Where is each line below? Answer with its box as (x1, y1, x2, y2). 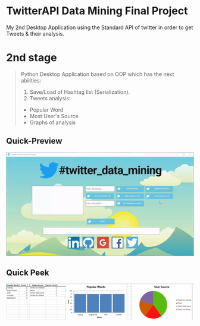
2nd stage (6, 51, 58, 65)
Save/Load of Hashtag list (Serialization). (29, 88, 130, 96)
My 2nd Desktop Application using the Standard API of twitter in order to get (6, 24, 193, 31)
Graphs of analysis (29, 119, 76, 126)
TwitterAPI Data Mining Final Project (6, 4, 188, 18)
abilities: (20, 77, 42, 84)
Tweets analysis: (29, 94, 71, 102)
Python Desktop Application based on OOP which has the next (20, 70, 174, 78)
